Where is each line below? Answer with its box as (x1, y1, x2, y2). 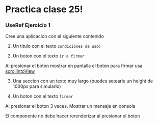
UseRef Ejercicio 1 (5, 22, 51, 29)
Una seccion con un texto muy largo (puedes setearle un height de (12, 78, 153, 84)
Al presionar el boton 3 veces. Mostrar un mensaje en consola (5, 103, 136, 109)
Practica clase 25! (5, 4, 83, 15)
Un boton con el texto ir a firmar (12, 53, 85, 59)
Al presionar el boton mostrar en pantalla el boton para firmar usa (5, 63, 143, 69)
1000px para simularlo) (12, 83, 61, 89)
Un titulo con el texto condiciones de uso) (12, 43, 101, 49)
